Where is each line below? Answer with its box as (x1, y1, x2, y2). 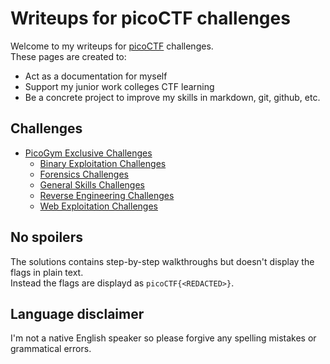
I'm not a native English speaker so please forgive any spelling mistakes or (10, 332, 317, 344)
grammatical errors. (10, 343, 92, 355)
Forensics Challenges (39, 168, 129, 180)
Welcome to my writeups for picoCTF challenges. (10, 40, 214, 52)
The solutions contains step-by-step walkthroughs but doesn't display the (10, 255, 315, 267)
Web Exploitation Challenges (39, 200, 158, 212)
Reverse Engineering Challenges (39, 189, 175, 201)
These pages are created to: (10, 50, 127, 62)
